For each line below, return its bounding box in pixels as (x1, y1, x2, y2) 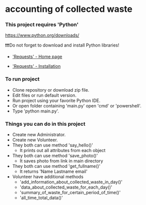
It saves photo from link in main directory (19, 158, 103, 164)
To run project (5, 76, 40, 83)
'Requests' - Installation (12, 63, 61, 69)
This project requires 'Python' (5, 21, 79, 28)
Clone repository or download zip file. (12, 87, 90, 93)
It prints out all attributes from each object (19, 148, 106, 154)
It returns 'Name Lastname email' (19, 168, 88, 174)
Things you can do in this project (5, 120, 86, 127)
